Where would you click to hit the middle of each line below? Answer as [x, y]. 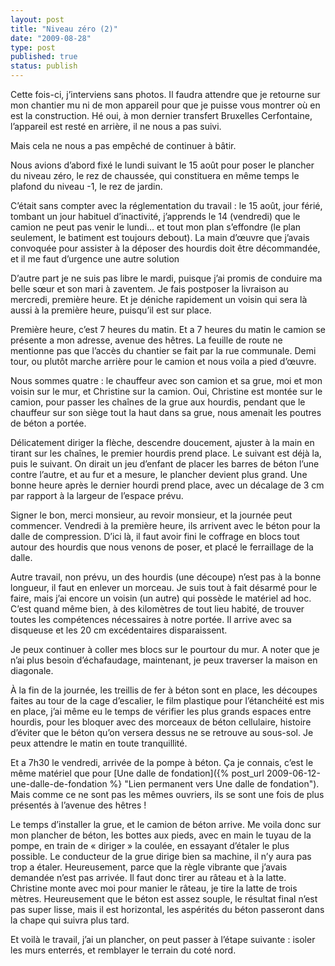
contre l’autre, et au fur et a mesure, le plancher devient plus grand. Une [159, 474]
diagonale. [32, 670]
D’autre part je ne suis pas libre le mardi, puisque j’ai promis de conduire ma [166, 278]
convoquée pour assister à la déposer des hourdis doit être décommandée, [165, 248]
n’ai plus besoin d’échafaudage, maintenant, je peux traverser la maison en [164, 660]
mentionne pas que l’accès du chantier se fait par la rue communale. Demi [163, 350]
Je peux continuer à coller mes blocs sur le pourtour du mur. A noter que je [165, 649]
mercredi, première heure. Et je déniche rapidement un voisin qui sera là [159, 299]
